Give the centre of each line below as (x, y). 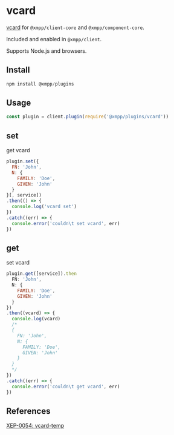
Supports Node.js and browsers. (47, 51)
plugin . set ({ (23, 161)
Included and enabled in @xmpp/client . (54, 39)
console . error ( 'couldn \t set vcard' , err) (66, 223)
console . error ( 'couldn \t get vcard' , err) (66, 386)
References (28, 411)
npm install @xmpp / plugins (40, 84)
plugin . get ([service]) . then (42, 274)
